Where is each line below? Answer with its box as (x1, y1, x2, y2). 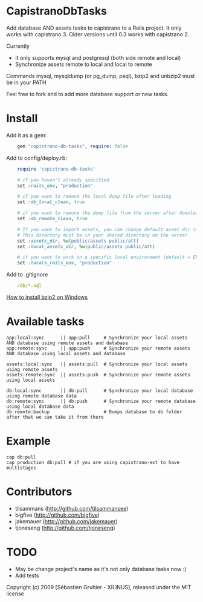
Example (6, 434, 51, 448)
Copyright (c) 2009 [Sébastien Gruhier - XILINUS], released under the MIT (6, 583, 192, 591)
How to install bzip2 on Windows (6, 293, 88, 301)
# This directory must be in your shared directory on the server (17, 232, 188, 238)
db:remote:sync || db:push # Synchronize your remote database (6, 398, 196, 404)
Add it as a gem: (6, 131, 47, 139)
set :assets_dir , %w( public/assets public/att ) (17, 238, 139, 244)
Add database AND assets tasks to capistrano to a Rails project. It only (6, 24, 182, 31)
